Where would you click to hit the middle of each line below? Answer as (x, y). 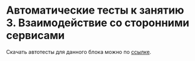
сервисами (36, 36)
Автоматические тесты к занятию (95, 10)
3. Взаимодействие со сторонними (98, 23)
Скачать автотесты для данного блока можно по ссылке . (79, 52)
